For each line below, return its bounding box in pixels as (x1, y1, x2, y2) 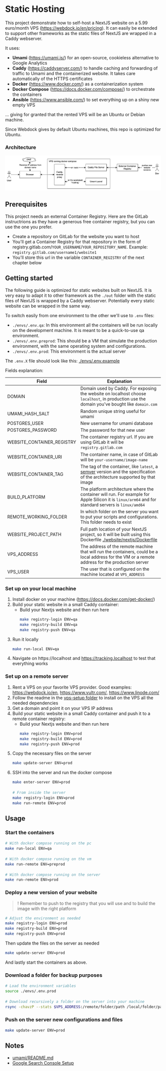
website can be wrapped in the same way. (5, 303, 91, 309)
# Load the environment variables (5, 984, 77, 989)
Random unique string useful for (80, 408, 146, 414)
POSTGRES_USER (7, 420, 43, 426)
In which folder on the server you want (80, 509, 159, 515)
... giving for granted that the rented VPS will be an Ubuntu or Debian (5, 111, 145, 117)
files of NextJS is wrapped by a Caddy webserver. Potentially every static (5, 297, 155, 303)
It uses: (5, 45, 20, 51)
